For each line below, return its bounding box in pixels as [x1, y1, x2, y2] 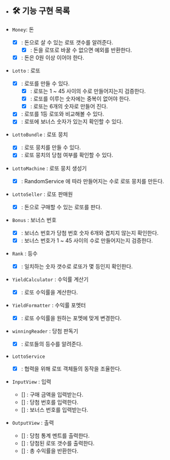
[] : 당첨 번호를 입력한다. [21, 399, 79, 406]
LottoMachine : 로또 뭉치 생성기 [12, 164, 87, 172]
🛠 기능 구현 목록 [12, 5, 70, 16]
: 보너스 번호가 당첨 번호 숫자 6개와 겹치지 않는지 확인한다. [21, 229, 159, 236]
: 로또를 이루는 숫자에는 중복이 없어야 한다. [30, 95, 131, 102]
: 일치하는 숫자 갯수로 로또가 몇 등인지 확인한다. [21, 262, 133, 270]
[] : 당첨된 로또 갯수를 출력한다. [21, 440, 95, 447]
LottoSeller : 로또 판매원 [12, 190, 73, 198]
